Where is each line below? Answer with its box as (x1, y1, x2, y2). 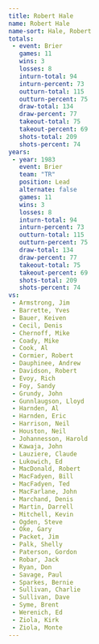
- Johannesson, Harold (11, 434, 89, 443)
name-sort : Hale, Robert (8, 27, 92, 35)
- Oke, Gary (11, 525, 52, 534)
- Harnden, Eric (11, 412, 67, 421)
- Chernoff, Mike (11, 329, 70, 337)
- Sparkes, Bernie (11, 578, 74, 586)
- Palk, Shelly (11, 541, 63, 549)
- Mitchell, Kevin (11, 510, 74, 518)
